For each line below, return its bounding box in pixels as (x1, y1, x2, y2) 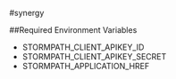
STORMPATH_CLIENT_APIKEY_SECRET (21, 51, 167, 61)
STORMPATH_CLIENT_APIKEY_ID (21, 42, 145, 52)
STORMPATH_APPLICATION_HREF (21, 61, 150, 71)
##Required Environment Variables (9, 25, 138, 35)
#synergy (9, 8, 45, 18)
